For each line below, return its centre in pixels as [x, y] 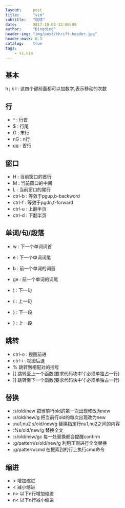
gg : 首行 [22, 146]
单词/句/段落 [25, 233]
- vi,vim [24, 53]
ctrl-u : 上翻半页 [29, 208]
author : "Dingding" [31, 29]
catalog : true [24, 44]
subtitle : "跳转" [25, 20]
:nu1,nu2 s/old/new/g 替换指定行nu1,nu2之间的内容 [66, 424]
